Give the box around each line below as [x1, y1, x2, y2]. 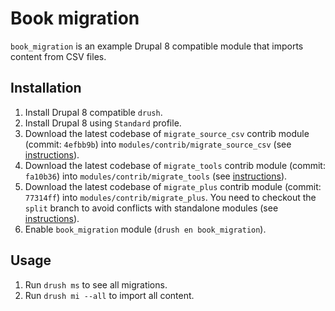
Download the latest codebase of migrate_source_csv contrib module [24, 127, 310, 139]
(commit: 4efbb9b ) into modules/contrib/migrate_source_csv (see [24, 138, 292, 150]
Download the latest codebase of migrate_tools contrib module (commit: [24, 159, 326, 171]
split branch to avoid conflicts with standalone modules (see [24, 202, 279, 214]
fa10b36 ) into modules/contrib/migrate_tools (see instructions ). [24, 170, 288, 182]
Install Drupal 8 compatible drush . [24, 106, 163, 118]
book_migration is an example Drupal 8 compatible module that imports [10, 40, 304, 52]
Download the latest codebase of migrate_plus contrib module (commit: [24, 180, 322, 192]
